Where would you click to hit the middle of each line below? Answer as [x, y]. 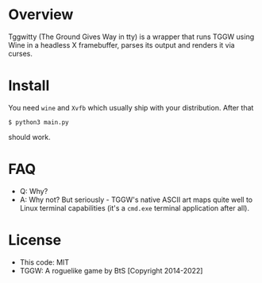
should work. [30, 137]
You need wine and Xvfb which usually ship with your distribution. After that [131, 107]
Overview [41, 15]
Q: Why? [34, 191]
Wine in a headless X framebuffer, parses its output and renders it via [122, 45]
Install [29, 86]
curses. [21, 53]
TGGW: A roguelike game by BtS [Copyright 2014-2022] [111, 270]
